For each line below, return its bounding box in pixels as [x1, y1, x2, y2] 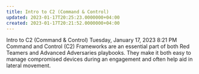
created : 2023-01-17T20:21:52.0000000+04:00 [6, 20, 120, 26]
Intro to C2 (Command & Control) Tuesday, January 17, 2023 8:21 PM [6, 37, 177, 44]
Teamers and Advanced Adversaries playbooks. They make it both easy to [6, 49, 191, 57]
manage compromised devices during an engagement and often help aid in [6, 55, 193, 63]
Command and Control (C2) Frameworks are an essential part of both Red [6, 43, 190, 50]
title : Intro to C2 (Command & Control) [6, 8, 110, 15]
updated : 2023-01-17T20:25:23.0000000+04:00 [6, 14, 120, 20]
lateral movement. [6, 62, 51, 69]
